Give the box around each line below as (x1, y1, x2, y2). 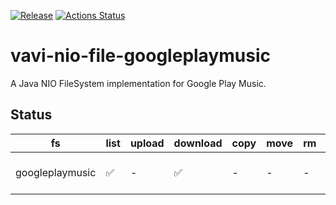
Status (10, 106, 53, 124)
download (173, 136, 223, 150)
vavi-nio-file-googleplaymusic (10, 45, 271, 67)
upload (129, 136, 165, 150)
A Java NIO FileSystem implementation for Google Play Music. (10, 77, 267, 89)
